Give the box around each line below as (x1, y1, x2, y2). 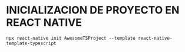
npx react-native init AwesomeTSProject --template (6, 35, 136, 41)
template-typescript (6, 40, 57, 46)
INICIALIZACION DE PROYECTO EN (6, 4, 180, 17)
